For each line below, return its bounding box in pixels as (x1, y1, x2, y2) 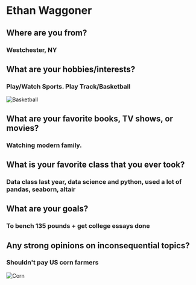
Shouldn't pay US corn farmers (6, 258, 99, 267)
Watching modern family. (6, 141, 83, 149)
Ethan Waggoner (6, 4, 92, 17)
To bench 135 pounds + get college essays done (6, 222, 150, 230)
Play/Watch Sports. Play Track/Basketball (6, 82, 131, 90)
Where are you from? (6, 28, 87, 38)
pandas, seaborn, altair (6, 185, 76, 193)
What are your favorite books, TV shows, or (6, 113, 174, 124)
